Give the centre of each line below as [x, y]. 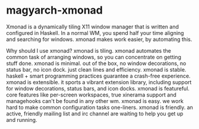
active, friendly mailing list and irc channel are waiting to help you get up [95, 114]
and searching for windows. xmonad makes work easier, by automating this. [99, 39]
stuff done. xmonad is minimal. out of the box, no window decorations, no [96, 63]
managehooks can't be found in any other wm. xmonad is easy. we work [95, 101]
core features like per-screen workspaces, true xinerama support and [91, 95]
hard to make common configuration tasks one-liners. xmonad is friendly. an [99, 107]
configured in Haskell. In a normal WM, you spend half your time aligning [95, 33]
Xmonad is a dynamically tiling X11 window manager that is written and [93, 27]
